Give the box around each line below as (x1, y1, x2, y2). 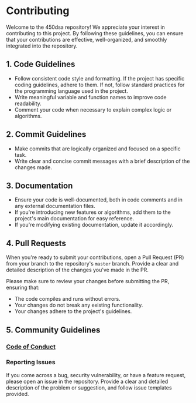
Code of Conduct (6, 342, 56, 351)
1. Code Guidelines (6, 59, 75, 69)
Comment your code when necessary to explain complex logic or (14, 106, 172, 113)
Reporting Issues (6, 358, 56, 367)
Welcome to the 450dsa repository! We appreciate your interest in (6, 23, 165, 31)
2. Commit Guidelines (6, 129, 87, 139)
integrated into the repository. (6, 42, 78, 49)
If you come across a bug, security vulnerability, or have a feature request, (6, 371, 186, 378)
